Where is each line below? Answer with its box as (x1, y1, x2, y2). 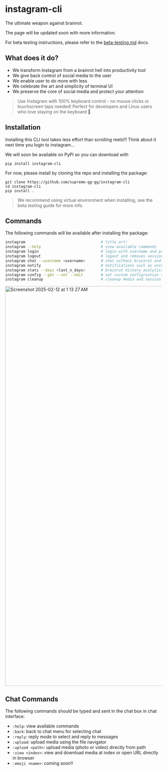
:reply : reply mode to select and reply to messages (12, 734, 118, 740)
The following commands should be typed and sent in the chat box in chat (5, 708, 157, 714)
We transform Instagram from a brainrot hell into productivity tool (12, 67, 146, 73)
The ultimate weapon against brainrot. (5, 20, 83, 26)
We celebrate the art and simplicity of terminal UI (12, 83, 113, 89)
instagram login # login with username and (5, 249, 157, 254)
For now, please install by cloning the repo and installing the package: (5, 170, 148, 176)
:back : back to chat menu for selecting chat (12, 729, 102, 735)
